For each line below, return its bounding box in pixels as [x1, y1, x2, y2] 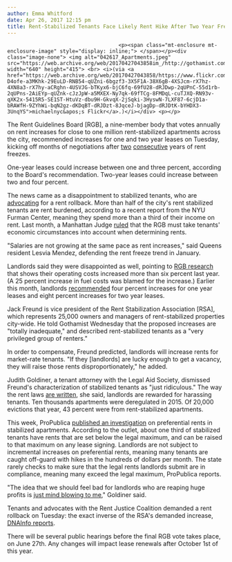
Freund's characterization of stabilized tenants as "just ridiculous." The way [7, 383, 222, 391]
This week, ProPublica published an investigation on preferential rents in [7, 419, 213, 427]
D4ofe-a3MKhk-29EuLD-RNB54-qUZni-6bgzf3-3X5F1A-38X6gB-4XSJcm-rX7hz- [7, 78, 212, 85]
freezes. [7, 150, 31, 158]
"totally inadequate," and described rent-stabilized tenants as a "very [7, 327, 204, 335]
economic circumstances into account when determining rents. [7, 228, 187, 236]
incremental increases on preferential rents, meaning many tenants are [7, 448, 209, 456]
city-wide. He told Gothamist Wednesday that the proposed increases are [7, 319, 216, 328]
